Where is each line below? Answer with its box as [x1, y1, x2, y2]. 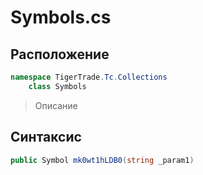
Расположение [10, 46, 110, 63]
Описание [34, 99, 78, 111]
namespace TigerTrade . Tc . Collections [10, 72, 168, 82]
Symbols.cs [10, 6, 112, 29]
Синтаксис [10, 129, 82, 146]
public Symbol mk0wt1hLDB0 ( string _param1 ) [10, 155, 195, 165]
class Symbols [28, 81, 87, 91]
